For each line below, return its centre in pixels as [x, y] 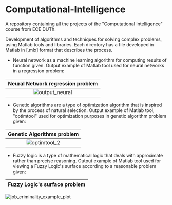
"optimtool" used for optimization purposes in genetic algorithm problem [90, 116]
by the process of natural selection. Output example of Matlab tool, [84, 110]
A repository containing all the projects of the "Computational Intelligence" [84, 24]
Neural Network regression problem [53, 83]
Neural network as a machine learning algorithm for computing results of [90, 60]
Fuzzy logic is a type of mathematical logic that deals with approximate [88, 155]
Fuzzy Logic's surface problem [47, 184]
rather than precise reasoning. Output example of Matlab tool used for [87, 161]
